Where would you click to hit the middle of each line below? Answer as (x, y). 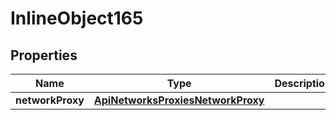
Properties (44, 55)
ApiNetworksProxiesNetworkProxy (179, 100)
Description (303, 83)
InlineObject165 (77, 18)
